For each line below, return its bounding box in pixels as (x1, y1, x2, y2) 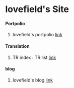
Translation (5, 43, 30, 49)
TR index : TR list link (12, 54, 56, 60)
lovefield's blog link (12, 77, 53, 83)
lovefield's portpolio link (12, 32, 63, 38)
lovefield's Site (5, 4, 69, 15)
